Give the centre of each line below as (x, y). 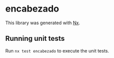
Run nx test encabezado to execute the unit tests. (57, 50)
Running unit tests (35, 39)
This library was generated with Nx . (43, 23)
